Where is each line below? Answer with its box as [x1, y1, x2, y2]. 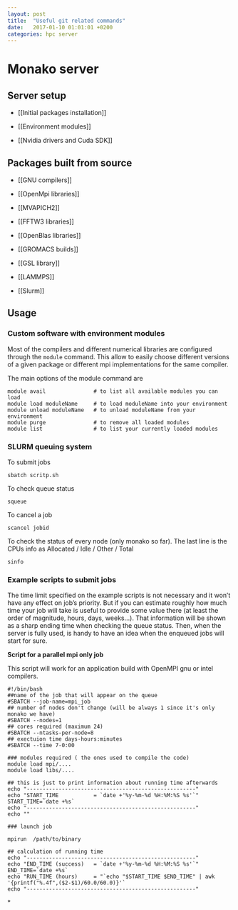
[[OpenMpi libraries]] [17, 190, 80, 199]
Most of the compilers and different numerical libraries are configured [7, 344, 212, 354]
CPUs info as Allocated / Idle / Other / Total [7, 544, 134, 554]
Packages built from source [7, 156, 133, 169]
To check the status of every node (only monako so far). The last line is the [7, 537, 227, 546]
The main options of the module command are [7, 374, 144, 382]
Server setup [7, 89, 66, 101]
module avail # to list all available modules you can [7, 387, 219, 395]
